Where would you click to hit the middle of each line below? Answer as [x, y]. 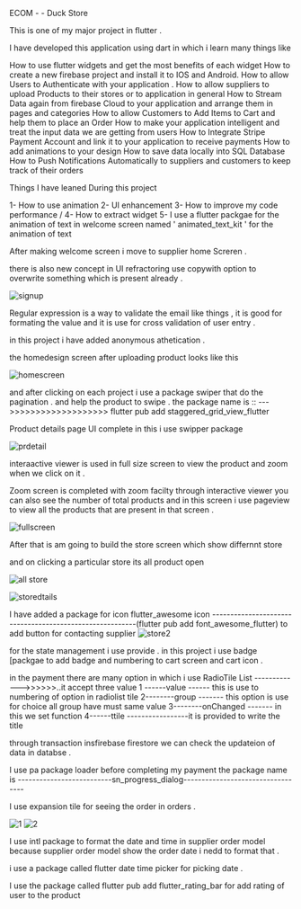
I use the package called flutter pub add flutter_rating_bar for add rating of [147, 886]
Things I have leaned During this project [83, 187]
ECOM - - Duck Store [49, 13]
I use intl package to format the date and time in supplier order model [137, 841]
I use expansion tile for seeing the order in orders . [102, 807]
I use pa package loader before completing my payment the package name [148, 770]
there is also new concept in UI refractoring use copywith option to [133, 268]
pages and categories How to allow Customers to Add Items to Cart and [142, 113]
